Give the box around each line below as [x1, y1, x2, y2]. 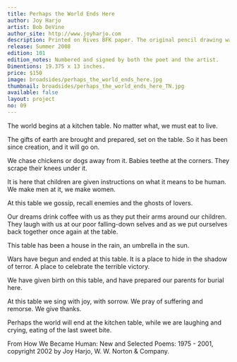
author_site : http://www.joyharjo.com [7, 30, 121, 37]
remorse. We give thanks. [7, 304, 82, 313]
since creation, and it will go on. [7, 143, 100, 151]
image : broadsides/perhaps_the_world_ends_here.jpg [7, 76, 162, 83]
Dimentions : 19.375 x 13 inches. [7, 63, 106, 70]
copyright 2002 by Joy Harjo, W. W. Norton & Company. [7, 346, 170, 355]
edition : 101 [7, 50, 46, 57]
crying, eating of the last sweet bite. [7, 325, 112, 334]
